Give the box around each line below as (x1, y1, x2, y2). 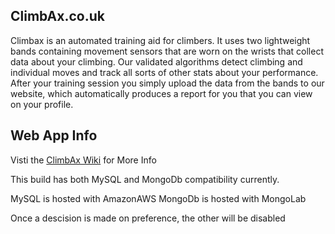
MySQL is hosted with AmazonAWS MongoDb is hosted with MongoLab (10, 192, 307, 204)
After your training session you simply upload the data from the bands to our (10, 77, 325, 89)
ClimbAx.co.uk (10, 8, 105, 25)
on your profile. (10, 98, 74, 110)
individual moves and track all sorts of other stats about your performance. (10, 66, 319, 78)
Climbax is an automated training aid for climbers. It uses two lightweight (10, 34, 311, 46)
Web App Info (10, 127, 98, 144)
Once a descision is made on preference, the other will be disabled (10, 212, 286, 224)
